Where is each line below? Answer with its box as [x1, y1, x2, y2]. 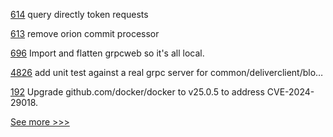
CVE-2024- [266, 86, 315, 98]
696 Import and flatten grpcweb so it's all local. [10, 47, 205, 59]
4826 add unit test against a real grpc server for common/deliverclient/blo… [10, 67, 324, 78]
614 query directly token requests [10, 9, 149, 20]
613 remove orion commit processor [10, 28, 160, 39]
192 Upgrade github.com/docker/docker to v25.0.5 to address [10, 86, 265, 98]
